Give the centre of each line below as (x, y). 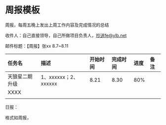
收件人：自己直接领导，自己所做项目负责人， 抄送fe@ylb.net (66, 35)
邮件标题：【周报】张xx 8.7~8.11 (37, 46)
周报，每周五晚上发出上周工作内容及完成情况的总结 (57, 25)
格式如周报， (18, 118)
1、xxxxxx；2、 (60, 77)
